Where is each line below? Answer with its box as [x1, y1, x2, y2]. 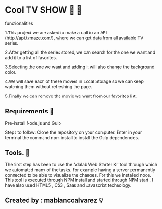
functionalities [5, 20, 33, 26]
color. [5, 69, 16, 75]
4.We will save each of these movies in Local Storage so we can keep [5, 79, 144, 84]
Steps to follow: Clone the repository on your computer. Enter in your [5, 129, 142, 135]
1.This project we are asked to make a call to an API [5, 30, 107, 35]
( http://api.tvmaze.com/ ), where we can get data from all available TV [5, 35, 144, 41]
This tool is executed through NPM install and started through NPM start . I [5, 177, 153, 183]
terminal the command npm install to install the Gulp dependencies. [5, 134, 139, 140]
